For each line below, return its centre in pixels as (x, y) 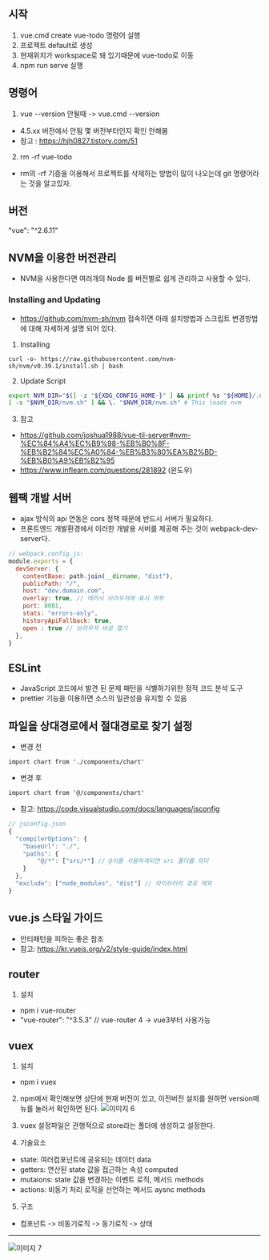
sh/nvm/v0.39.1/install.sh (53, 366)
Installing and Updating (55, 300)
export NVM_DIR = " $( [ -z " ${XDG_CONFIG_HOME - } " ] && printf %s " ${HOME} (130, 395)
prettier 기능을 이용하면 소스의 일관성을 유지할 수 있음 (103, 698)
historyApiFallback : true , (68, 620)
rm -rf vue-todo (46, 156)
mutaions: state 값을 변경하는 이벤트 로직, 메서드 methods (112, 1180)
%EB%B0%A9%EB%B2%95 (67, 461)
